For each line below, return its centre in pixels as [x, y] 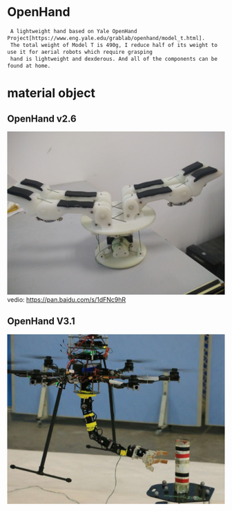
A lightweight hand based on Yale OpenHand [74, 31]
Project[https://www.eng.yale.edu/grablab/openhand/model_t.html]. [106, 38]
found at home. [29, 66]
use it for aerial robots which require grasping [80, 52]
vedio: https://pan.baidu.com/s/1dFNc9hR [67, 299]
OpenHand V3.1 [41, 321]
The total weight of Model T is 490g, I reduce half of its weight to [114, 45]
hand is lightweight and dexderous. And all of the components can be [114, 59]
